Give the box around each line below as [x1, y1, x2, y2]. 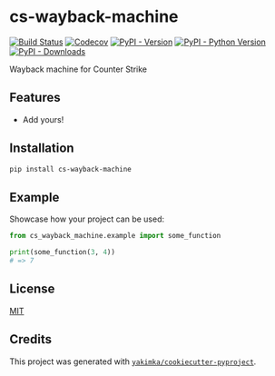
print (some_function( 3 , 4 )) [9, 248, 116, 257]
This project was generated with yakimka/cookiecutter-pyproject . [9, 356, 257, 367]
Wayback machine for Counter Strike [9, 64, 148, 74]
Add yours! [22, 114, 64, 124]
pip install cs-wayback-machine [9, 164, 132, 173]
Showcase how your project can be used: [9, 213, 165, 224]
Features [9, 90, 61, 105]
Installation [9, 141, 74, 156]
